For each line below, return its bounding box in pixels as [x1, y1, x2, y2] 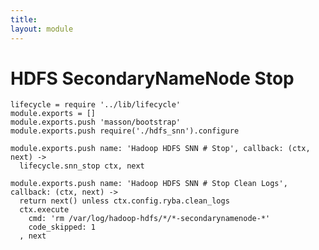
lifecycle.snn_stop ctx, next [19, 161, 145, 171]
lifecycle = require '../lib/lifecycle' [10, 100, 182, 110]
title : [10, 14, 38, 25]
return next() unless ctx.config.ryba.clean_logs [19, 196, 230, 206]
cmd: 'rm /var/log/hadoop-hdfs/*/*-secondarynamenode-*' [28, 214, 271, 224]
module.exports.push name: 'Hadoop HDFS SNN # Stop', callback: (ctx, [10, 144, 311, 154]
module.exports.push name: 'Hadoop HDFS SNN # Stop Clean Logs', [10, 179, 288, 189]
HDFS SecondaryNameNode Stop [10, 67, 295, 90]
